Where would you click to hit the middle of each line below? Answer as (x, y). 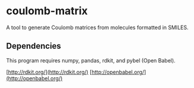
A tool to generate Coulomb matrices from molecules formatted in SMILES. (97, 27)
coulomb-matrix (47, 11)
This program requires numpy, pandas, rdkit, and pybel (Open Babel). (91, 60)
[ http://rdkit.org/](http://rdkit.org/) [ (49, 72)
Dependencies (34, 46)
